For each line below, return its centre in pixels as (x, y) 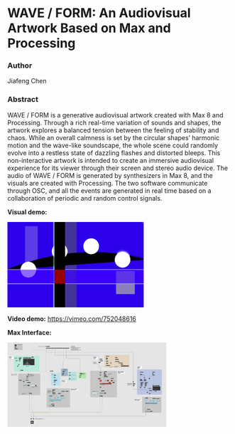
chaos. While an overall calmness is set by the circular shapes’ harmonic (114, 137)
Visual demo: (27, 212)
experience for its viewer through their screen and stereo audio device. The (118, 168)
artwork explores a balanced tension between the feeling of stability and (113, 130)
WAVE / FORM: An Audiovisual (99, 13)
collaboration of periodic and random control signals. (85, 198)
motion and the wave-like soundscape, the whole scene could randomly (113, 145)
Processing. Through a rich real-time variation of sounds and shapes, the (114, 122)
